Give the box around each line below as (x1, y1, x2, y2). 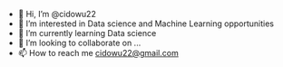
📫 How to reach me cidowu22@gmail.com (17, 48, 179, 58)
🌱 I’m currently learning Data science (17, 28, 157, 38)
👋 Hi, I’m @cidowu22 (17, 9, 97, 19)
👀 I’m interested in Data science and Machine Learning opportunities (17, 18, 275, 29)
